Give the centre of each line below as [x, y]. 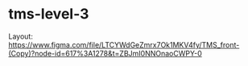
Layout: [21, 36]
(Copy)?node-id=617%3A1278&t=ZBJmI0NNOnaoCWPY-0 [105, 53]
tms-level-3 [49, 14]
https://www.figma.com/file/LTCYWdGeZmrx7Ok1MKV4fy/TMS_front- [124, 44]
